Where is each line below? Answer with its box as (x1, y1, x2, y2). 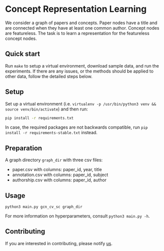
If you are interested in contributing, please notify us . (5, 240, 113, 246)
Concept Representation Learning (5, 3, 147, 15)
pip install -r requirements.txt (5, 115, 74, 120)
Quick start (5, 50, 40, 58)
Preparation (5, 144, 42, 152)
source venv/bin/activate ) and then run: (5, 106, 88, 112)
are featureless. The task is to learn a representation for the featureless (5, 30, 150, 36)
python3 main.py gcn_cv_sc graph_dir (5, 205, 83, 210)
